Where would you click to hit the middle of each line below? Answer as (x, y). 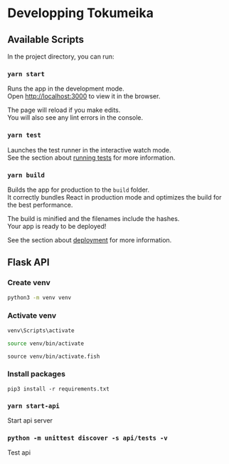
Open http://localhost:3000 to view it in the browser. (84, 96)
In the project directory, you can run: (61, 56)
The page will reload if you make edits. (64, 110)
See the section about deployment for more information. (90, 239)
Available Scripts (46, 40)
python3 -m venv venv (39, 297)
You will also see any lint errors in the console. (75, 118)
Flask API (28, 263)
